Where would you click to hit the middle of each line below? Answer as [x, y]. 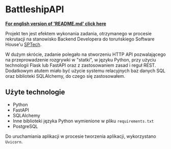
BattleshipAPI [35, 9]
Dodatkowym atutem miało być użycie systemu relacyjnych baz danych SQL [86, 71]
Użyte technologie [35, 92]
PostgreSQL [25, 126]
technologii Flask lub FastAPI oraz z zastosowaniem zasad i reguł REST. [81, 65]
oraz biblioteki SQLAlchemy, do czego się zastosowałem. [65, 76]
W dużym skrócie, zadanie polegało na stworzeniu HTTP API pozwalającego [86, 54]
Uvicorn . [14, 141]
